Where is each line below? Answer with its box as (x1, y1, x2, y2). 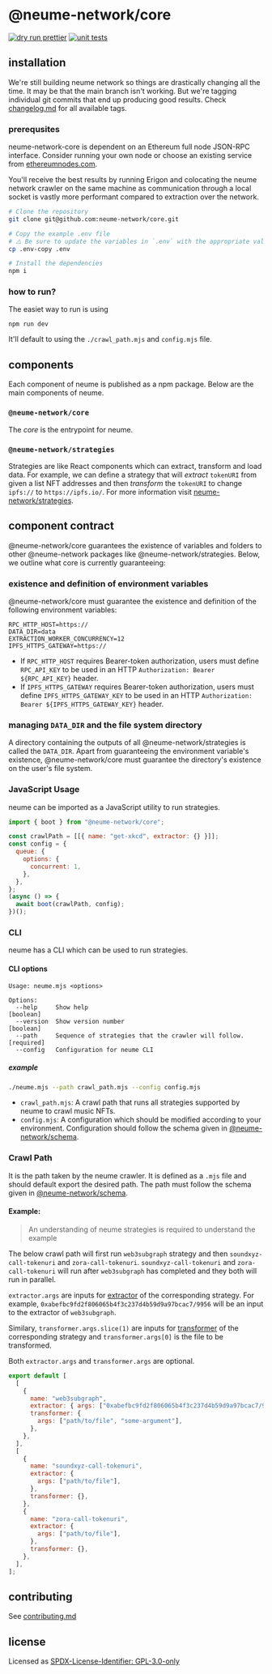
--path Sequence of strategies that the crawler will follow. (15, 1031, 244, 1040)
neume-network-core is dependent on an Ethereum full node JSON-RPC (8, 142, 251, 151)
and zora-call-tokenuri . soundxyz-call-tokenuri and (57, 1257, 236, 1267)
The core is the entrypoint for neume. (8, 424, 134, 434)
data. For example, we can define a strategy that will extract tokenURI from (8, 470, 257, 479)
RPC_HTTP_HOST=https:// (8, 620, 89, 628)
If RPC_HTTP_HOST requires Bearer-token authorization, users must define (19, 656, 259, 666)
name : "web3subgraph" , (29, 1395, 107, 1403)
